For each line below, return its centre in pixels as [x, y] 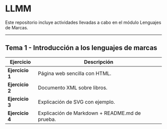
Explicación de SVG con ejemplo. [77, 102]
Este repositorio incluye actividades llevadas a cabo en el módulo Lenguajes [83, 22]
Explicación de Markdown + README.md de [89, 113]
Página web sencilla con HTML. [75, 73]
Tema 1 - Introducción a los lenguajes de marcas [81, 48]
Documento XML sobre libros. [73, 87]
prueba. [47, 119]
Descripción [98, 62]
